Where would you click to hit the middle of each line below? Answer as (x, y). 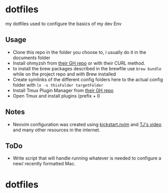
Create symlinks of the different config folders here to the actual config (88, 79)
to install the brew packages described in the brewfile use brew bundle (87, 68)
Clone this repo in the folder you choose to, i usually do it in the (79, 52)
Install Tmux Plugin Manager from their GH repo (63, 90)
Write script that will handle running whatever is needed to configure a (87, 158)
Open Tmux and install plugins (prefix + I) (56, 95)
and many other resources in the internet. (57, 130)
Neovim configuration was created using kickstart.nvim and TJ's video (87, 124)
